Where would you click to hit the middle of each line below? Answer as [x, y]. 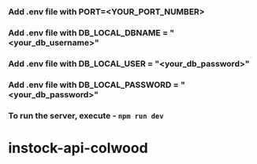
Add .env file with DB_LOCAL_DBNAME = [88, 32]
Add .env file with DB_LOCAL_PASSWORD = [93, 85]
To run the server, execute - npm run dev [86, 115]
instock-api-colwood [78, 148]
